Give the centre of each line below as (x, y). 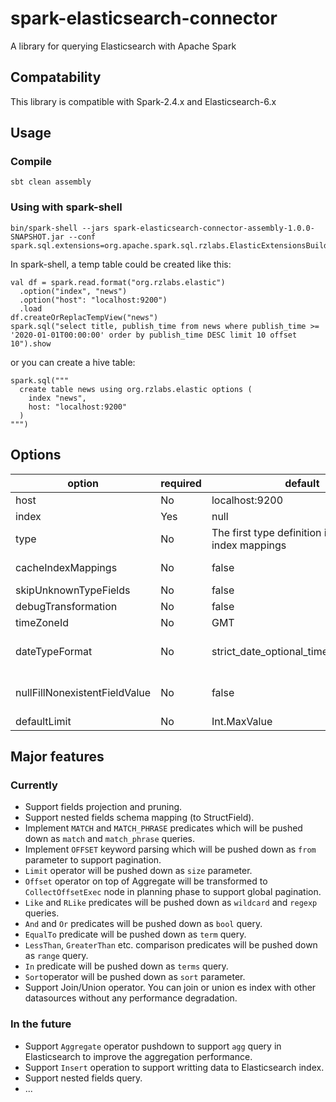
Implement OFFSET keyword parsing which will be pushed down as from (170, 849)
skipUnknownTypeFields (73, 590)
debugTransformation (66, 606)
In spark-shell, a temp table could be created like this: (121, 264)
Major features (57, 756)
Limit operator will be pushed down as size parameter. (138, 871)
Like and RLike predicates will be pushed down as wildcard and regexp (171, 903)
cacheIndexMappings (66, 567)
